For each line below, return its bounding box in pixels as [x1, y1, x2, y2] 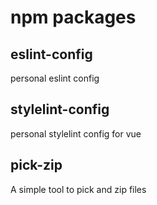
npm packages [10, 6, 137, 29]
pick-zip [10, 157, 63, 174]
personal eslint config [10, 72, 100, 84]
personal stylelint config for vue [10, 127, 142, 140]
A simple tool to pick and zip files [10, 183, 147, 195]
